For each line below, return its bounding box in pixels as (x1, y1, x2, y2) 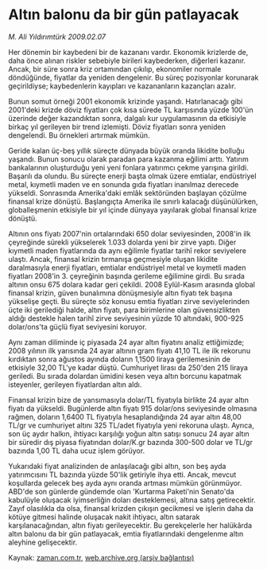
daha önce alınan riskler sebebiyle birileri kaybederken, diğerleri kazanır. (8, 56, 246, 65)
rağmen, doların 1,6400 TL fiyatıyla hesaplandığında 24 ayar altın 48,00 (8, 412, 242, 421)
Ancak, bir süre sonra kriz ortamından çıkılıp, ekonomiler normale (8, 64, 222, 73)
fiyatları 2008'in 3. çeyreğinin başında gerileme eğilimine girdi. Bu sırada (8, 271, 245, 280)
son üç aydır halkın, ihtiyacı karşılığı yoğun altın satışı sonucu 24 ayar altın (8, 428, 250, 439)
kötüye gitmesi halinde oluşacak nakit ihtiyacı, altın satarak (8, 512, 200, 521)
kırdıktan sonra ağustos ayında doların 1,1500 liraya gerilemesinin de (8, 354, 231, 364)
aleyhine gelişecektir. (8, 537, 78, 547)
